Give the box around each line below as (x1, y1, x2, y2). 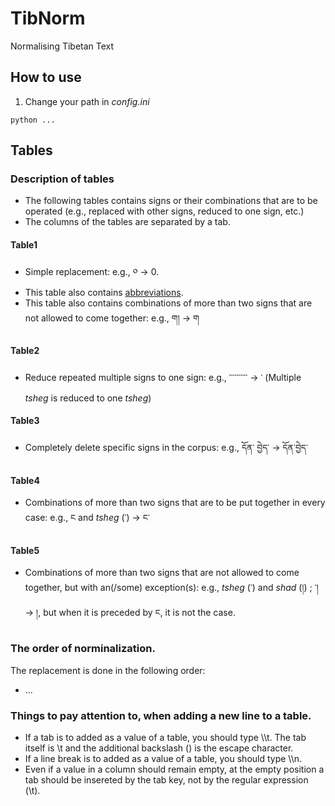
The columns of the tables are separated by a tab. (24, 216, 231, 228)
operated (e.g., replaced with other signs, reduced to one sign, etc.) (24, 205, 305, 217)
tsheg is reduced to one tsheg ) (24, 392, 152, 404)
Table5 (10, 544, 40, 556)
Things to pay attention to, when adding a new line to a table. (10, 708, 312, 722)
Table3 (10, 415, 40, 427)
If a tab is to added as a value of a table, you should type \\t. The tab (24, 732, 307, 744)
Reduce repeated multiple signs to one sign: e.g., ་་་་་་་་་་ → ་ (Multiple (24, 371, 302, 383)
